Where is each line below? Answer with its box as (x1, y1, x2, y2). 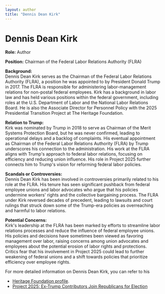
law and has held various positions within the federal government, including (5, 95, 159, 100)
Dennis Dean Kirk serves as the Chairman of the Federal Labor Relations (5, 73, 152, 79)
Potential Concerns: (5, 217, 47, 223)
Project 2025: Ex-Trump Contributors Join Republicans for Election (12, 284, 148, 290)
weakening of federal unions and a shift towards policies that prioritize (5, 254, 148, 260)
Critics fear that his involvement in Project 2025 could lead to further (5, 249, 144, 255)
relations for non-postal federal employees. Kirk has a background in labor (5, 89, 156, 95)
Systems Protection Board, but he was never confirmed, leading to (5, 130, 140, 136)
